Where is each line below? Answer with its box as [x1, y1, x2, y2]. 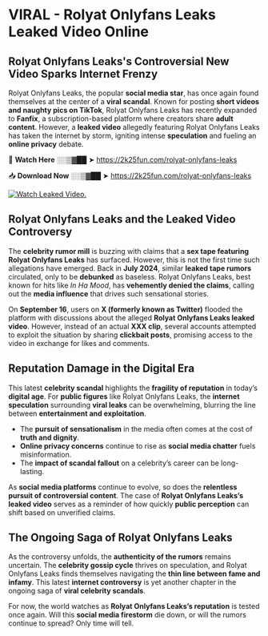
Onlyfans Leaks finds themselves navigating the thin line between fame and [8, 569, 261, 578]
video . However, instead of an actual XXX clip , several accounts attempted [8, 321, 257, 331]
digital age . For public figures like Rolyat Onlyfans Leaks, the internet [8, 391, 240, 401]
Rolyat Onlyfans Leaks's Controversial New [8, 54, 230, 68]
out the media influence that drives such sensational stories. [8, 288, 210, 298]
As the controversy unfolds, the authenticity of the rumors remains [8, 552, 232, 562]
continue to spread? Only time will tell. [8, 618, 134, 628]
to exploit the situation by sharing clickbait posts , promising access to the [8, 330, 254, 340]
